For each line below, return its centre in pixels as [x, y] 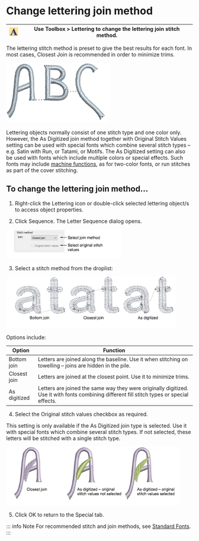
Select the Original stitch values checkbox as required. [81, 414]
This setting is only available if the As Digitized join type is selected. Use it [97, 425]
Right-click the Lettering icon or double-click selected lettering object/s [102, 203]
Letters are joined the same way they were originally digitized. [113, 388]
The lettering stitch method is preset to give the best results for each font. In [99, 48]
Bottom [17, 359]
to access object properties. [49, 210]
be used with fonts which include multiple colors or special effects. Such [95, 157]
